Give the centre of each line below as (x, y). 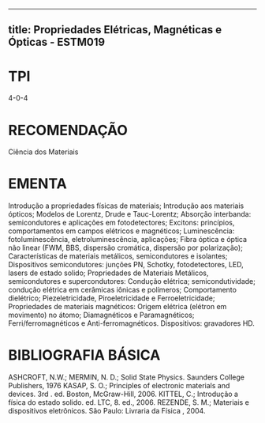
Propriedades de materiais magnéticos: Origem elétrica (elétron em (118, 307)
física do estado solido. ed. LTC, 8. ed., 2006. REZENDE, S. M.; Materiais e (129, 402)
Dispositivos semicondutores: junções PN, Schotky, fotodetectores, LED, (126, 265)
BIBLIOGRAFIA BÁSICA (84, 355)
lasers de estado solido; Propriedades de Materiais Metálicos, (108, 273)
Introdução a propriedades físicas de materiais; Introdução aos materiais (126, 206)
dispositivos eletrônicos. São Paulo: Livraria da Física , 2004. (107, 411)
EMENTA (37, 184)
